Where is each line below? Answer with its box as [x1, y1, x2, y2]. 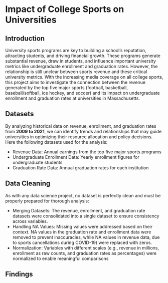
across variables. [12, 218, 48, 224]
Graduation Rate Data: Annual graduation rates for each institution [12, 164, 149, 171]
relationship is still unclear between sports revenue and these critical [5, 69, 147, 75]
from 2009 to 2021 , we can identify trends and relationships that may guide [5, 128, 162, 134]
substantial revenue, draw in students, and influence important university [5, 58, 156, 64]
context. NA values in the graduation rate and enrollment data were [12, 229, 151, 235]
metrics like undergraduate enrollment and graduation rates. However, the [5, 64, 158, 69]
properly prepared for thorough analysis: [5, 198, 89, 204]
